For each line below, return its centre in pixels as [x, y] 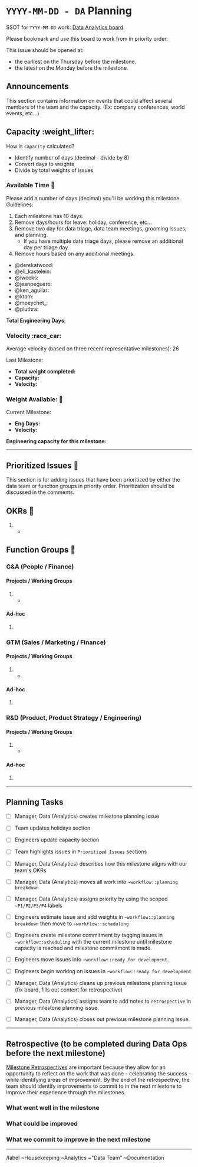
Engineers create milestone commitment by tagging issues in [89, 935]
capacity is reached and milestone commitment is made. [83, 948]
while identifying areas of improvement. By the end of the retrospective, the [98, 1080]
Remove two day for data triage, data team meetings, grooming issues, [100, 228]
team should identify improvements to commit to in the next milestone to [94, 1086]
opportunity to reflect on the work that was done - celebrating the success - [99, 1073]
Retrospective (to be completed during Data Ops [97, 1044]
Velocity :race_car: [34, 336]
